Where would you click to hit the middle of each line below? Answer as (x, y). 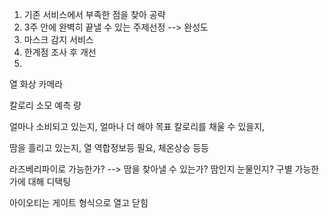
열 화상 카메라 (36, 84)
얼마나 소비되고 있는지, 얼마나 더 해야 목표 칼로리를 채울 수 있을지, (137, 126)
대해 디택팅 (49, 181)
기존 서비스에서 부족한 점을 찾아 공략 (94, 14)
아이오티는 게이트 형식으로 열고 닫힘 (79, 202)
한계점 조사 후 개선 (60, 52)
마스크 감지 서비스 (58, 39)
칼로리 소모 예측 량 (45, 105)
